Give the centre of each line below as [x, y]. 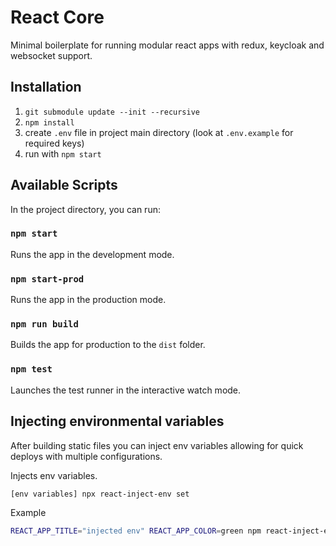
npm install [49, 122]
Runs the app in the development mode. [92, 254]
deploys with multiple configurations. [86, 456]
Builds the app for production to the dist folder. [108, 345]
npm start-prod [47, 279]
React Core [57, 17]
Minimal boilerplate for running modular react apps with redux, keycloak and [167, 45]
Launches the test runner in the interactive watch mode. [126, 390]
